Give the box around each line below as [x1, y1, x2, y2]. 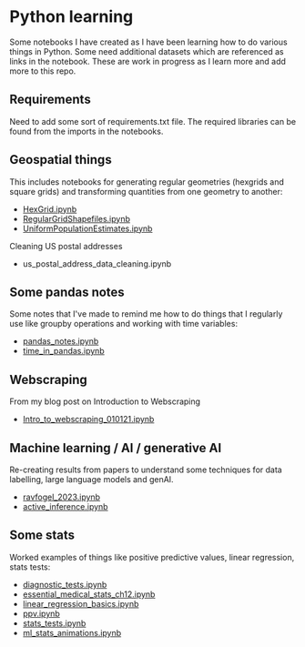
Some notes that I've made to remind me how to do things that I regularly [9, 308, 283, 319]
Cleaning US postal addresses [9, 240, 123, 251]
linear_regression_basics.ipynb [22, 598, 139, 609]
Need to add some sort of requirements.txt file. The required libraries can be [9, 116, 297, 126]
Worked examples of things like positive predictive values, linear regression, [9, 551, 295, 562]
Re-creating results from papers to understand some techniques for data [9, 464, 282, 475]
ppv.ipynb [22, 608, 61, 619]
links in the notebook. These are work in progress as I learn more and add [9, 56, 287, 66]
